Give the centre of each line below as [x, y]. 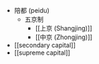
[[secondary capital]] [45, 45]
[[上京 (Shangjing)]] [64, 28]
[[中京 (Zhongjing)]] [64, 37]
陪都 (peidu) [31, 10]
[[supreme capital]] [42, 53]
